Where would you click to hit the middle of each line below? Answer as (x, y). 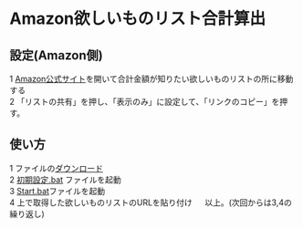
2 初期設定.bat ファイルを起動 (65, 180)
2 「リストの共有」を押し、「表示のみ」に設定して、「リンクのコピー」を (145, 102)
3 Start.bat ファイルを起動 (57, 191)
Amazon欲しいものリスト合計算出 (138, 19)
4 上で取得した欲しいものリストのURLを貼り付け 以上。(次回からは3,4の (151, 202)
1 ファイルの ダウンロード (56, 168)
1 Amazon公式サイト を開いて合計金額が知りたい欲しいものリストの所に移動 (151, 79)
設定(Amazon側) (56, 55)
